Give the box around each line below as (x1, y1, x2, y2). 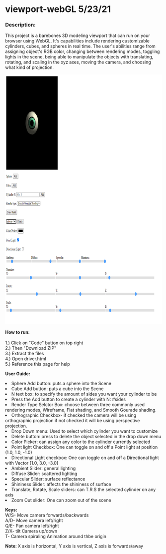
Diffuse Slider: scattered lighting (11, 471, 78, 477)
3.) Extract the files (5, 351, 44, 357)
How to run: (5, 329, 30, 335)
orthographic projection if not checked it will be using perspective (5, 418, 140, 424)
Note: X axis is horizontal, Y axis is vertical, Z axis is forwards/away (5, 543, 143, 549)
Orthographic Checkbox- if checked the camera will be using (11, 412, 137, 418)
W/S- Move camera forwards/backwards (5, 512, 89, 518)
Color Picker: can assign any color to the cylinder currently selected (11, 439, 151, 445)
